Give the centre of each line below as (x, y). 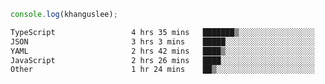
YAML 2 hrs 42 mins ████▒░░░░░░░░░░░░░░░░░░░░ (162, 51)
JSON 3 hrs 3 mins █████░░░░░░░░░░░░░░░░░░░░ (162, 41)
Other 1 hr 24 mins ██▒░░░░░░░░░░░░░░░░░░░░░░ (162, 70)
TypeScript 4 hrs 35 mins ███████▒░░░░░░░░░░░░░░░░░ (162, 32)
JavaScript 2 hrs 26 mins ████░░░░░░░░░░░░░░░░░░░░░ (162, 60)
